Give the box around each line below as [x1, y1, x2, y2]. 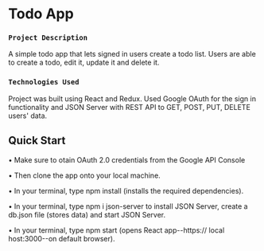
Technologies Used [8, 77, 80, 87]
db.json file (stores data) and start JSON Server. [8, 210, 166, 219]
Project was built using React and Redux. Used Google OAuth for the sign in [8, 93, 257, 104]
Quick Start [8, 134, 66, 147]
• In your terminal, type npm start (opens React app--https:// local [8, 225, 225, 235]
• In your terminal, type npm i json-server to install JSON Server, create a [8, 201, 248, 211]
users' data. [8, 111, 48, 120]
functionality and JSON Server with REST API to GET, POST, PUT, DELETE [8, 102, 250, 112]
